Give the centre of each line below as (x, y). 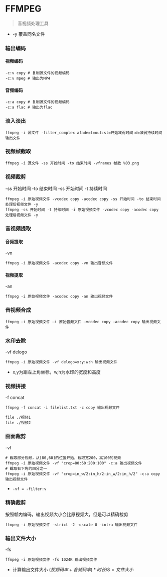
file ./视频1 (18, 418)
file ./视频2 (18, 423)
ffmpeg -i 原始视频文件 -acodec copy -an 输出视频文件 (59, 297)
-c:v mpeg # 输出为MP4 (28, 78)
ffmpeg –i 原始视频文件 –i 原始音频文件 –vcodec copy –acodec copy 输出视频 (81, 322)
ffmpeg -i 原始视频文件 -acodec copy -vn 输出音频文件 (59, 263)
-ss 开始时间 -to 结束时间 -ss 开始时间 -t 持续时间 (56, 188)
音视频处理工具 (33, 23)
